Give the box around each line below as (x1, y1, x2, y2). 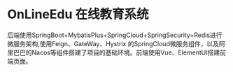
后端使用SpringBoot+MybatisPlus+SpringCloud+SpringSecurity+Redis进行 (7, 31, 223, 39)
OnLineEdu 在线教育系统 (7, 6, 149, 22)
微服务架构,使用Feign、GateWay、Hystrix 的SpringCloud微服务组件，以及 (7, 39, 219, 48)
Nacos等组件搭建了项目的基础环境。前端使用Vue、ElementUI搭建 (31, 48, 220, 57)
